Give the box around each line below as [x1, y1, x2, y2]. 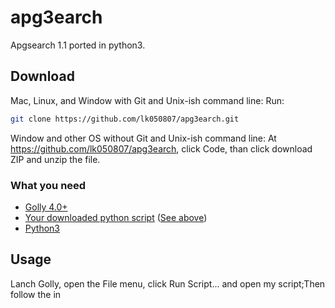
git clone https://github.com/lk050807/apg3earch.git [10, 114, 240, 124]
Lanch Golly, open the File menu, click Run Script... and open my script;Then [10, 277, 326, 290]
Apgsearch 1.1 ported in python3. [10, 39, 146, 51]
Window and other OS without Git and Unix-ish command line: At [10, 132, 277, 144]
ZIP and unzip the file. [10, 153, 101, 165]
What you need [10, 178, 87, 192]
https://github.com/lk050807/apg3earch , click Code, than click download [10, 142, 313, 155]
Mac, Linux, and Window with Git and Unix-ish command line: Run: [10, 94, 285, 106]
